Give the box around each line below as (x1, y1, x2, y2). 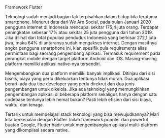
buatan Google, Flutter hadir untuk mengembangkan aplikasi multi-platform (5, 122, 158, 128)
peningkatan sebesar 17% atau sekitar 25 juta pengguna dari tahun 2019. (5, 30, 153, 35)
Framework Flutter (5, 4, 43, 10)
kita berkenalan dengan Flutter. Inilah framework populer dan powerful (5, 117, 148, 122)
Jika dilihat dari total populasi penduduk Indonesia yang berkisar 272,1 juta (5, 34, 157, 40)
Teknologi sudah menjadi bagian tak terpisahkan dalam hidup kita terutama (5, 14, 158, 19)
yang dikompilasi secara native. (5, 127, 69, 133)
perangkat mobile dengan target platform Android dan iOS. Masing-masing (5, 56, 157, 61)
